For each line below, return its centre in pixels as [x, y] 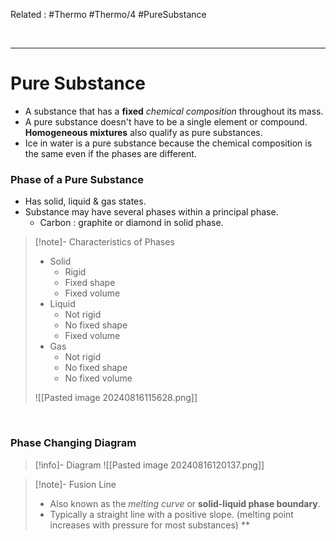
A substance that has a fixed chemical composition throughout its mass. [174, 111]
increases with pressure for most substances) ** [149, 525]
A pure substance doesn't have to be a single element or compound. [166, 121]
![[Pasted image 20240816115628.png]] [116, 398]
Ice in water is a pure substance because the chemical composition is [168, 143]
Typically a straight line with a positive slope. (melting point [171, 514]
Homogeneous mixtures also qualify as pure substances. [143, 132]
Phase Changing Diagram [73, 443]
